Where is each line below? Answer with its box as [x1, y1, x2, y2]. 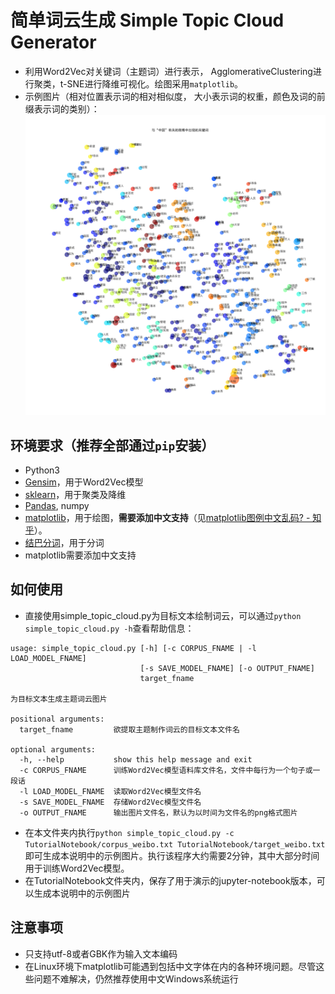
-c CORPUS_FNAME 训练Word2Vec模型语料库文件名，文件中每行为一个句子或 [19, 765, 313, 775]
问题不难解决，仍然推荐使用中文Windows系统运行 [33, 972, 239, 985]
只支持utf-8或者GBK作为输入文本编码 [24, 947, 178, 960]
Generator [10, 31, 97, 54]
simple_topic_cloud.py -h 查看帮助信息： [24, 622, 195, 634]
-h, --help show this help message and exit [19, 754, 253, 765]
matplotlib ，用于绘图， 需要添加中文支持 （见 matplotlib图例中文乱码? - [24, 511, 311, 523]
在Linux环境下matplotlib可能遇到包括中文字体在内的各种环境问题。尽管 [24, 960, 317, 972]
